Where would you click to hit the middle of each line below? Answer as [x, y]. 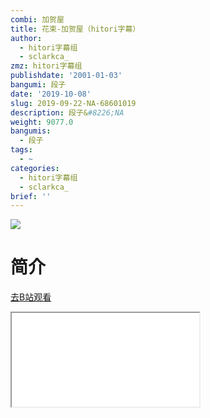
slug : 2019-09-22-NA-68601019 [73, 103]
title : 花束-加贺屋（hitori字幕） [75, 29]
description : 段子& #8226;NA [67, 112]
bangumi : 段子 [38, 85]
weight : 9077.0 [42, 122]
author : [26, 38]
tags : [21, 150]
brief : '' [31, 196]
